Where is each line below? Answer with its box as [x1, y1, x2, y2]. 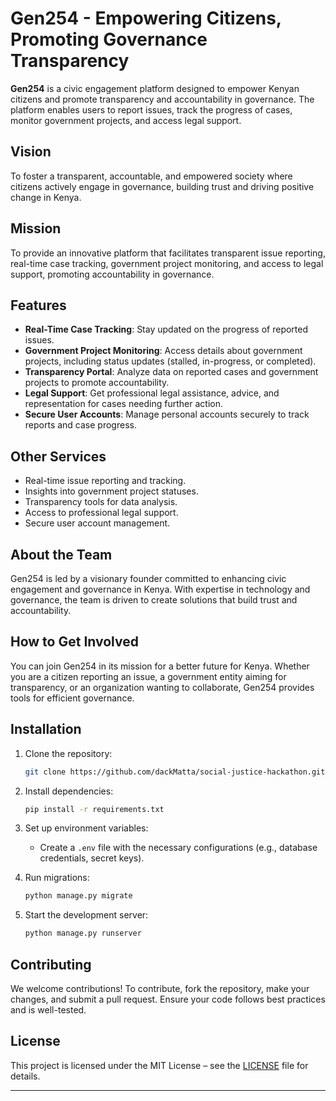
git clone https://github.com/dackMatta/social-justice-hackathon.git [24, 767, 326, 777]
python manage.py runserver [24, 928, 142, 939]
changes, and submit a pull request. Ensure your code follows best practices [10, 993, 326, 1005]
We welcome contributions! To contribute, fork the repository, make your [10, 982, 310, 994]
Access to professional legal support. [24, 507, 179, 519]
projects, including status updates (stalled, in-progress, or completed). [24, 355, 317, 367]
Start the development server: [24, 909, 149, 921]
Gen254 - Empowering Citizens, [10, 7, 282, 30]
